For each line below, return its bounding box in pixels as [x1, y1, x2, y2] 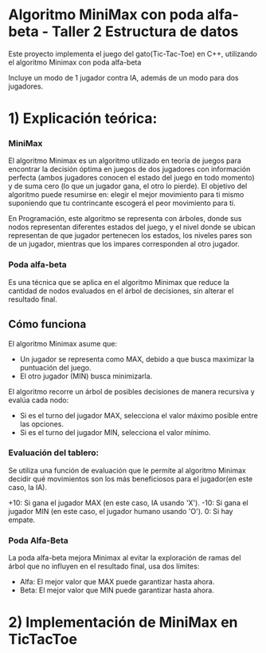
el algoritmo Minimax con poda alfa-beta [8, 57, 142, 67]
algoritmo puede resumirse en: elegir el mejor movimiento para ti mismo [8, 190, 244, 200]
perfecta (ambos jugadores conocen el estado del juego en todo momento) [8, 173, 255, 183]
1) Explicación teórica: [8, 109, 158, 128]
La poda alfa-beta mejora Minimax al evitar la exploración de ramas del [8, 553, 241, 563]
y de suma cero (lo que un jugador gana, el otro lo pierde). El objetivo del [8, 181, 248, 191]
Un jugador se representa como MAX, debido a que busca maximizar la [19, 354, 255, 364]
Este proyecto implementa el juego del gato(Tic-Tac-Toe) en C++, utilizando [8, 49, 257, 58]
